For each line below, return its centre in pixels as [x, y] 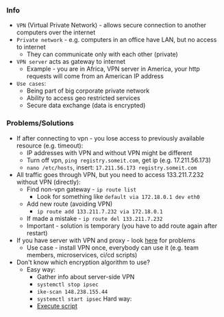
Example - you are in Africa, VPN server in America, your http [113, 69]
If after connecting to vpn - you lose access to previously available [110, 138]
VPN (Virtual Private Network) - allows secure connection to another [111, 25]
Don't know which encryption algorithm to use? [83, 262]
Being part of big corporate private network [88, 91]
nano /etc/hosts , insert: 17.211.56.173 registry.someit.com [112, 167]
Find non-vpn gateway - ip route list [82, 189]
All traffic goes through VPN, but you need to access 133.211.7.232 [110, 174]
